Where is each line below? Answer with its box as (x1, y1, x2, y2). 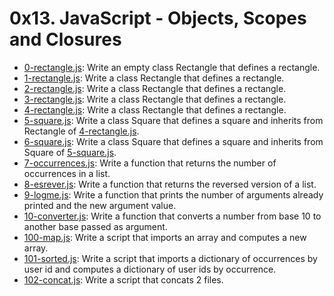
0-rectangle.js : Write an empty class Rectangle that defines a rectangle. (23, 61, 321, 73)
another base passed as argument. (23, 220, 168, 232)
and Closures (9, 28, 122, 51)
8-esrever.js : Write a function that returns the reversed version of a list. (23, 178, 317, 190)
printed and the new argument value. (23, 199, 177, 211)
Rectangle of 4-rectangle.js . (23, 125, 140, 137)
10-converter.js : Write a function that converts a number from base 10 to (23, 210, 322, 222)
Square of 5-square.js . (23, 146, 117, 158)
